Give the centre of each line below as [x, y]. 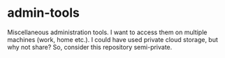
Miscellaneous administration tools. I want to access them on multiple [107, 32]
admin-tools [44, 13]
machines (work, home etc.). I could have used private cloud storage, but [113, 39]
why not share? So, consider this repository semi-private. [90, 47]
